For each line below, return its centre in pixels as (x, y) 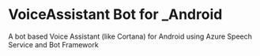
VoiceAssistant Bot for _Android (115, 15)
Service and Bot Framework (53, 44)
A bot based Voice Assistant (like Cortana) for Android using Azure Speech (130, 36)
